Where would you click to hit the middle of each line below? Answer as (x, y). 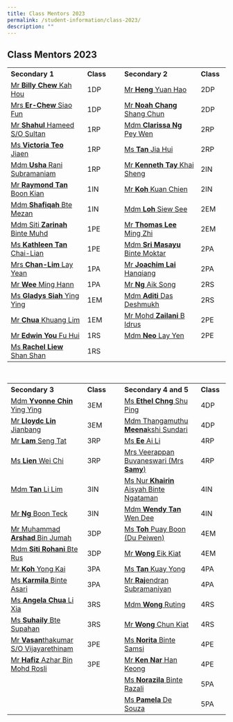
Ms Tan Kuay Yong (155, 569)
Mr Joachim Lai (150, 265)
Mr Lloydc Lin (34, 421)
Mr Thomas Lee (150, 224)
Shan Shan (28, 355)
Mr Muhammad (35, 529)
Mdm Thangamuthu (156, 421)
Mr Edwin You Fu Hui (45, 335)
